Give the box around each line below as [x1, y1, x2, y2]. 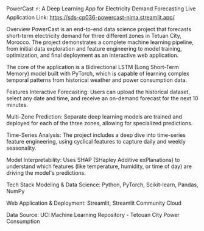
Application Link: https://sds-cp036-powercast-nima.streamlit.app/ [6, 14, 175, 21]
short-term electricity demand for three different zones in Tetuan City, [6, 32, 181, 39]
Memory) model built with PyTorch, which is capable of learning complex [6, 70, 190, 77]
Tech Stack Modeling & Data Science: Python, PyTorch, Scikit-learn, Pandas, [6, 181, 199, 188]
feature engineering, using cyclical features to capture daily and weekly [6, 138, 186, 145]
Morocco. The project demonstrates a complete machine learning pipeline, [6, 38, 194, 46]
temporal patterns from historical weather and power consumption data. [6, 76, 188, 84]
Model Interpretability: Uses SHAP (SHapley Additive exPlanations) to [6, 156, 180, 163]
